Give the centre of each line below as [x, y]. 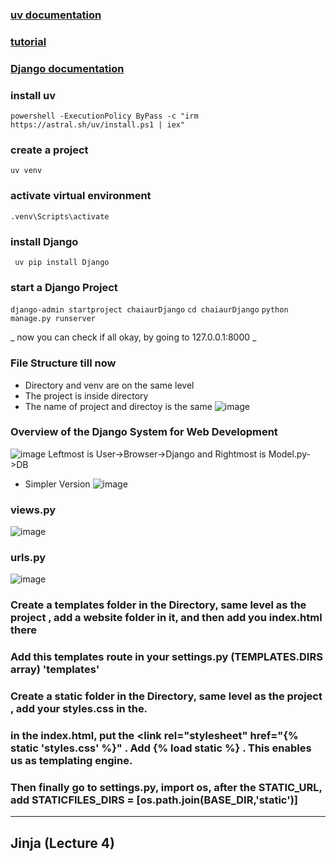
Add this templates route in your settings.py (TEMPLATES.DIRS [166, 657]
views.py [33, 510]
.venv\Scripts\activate [60, 216]
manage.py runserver [53, 319]
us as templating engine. [71, 761]
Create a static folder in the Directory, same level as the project [166, 696]
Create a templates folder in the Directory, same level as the [158, 605]
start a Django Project [64, 287]
